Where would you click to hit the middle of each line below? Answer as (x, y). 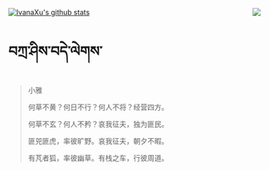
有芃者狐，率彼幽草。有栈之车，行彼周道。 (98, 158)
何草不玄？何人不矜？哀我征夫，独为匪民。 (98, 124)
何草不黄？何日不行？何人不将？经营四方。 (98, 107)
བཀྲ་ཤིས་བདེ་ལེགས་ (55, 51)
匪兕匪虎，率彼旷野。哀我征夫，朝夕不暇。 (98, 140)
